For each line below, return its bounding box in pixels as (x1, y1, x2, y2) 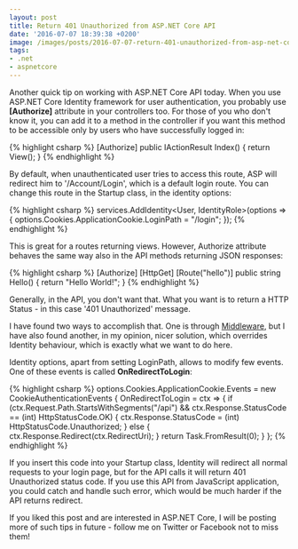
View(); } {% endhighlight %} (9, 151, 115, 162)
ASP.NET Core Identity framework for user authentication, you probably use (9, 96, 286, 107)
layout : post (9, 12, 58, 22)
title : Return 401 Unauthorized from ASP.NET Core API (9, 21, 216, 30)
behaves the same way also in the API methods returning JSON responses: (9, 250, 284, 260)
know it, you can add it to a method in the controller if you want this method (9, 115, 286, 125)
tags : (9, 46, 29, 55)
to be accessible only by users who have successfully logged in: (9, 124, 245, 135)
